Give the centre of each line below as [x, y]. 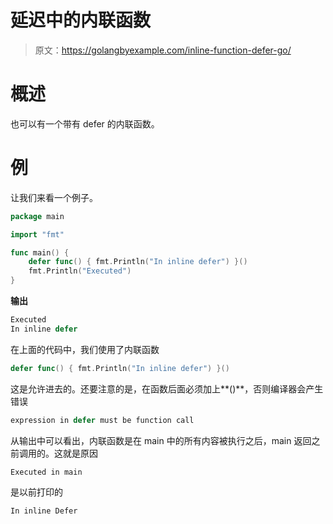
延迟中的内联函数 [81, 20]
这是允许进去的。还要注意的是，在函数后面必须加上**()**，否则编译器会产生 [167, 388]
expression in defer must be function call [102, 420]
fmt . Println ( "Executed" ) [80, 271]
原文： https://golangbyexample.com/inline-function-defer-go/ [163, 50]
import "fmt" [37, 234]
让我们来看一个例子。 [54, 197]
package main [37, 216]
